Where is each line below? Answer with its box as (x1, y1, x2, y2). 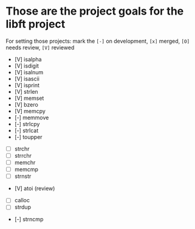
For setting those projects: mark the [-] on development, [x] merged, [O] (5, 37, 190, 44)
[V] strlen (14, 88, 38, 95)
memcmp (14, 166, 39, 173)
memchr (14, 159, 36, 166)
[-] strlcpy (14, 120, 40, 127)
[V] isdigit (14, 62, 39, 69)
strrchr (14, 152, 32, 159)
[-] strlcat (14, 127, 39, 134)
